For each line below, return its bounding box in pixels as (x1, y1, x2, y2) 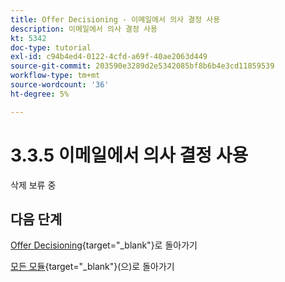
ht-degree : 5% (10, 89, 70, 99)
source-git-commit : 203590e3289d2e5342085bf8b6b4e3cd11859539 (10, 61, 275, 71)
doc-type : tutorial (10, 42, 92, 53)
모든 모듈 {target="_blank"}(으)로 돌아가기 (10, 261, 175, 273)
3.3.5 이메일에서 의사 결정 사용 (10, 144, 249, 166)
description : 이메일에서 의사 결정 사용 (10, 24, 158, 34)
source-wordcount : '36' (10, 80, 110, 90)
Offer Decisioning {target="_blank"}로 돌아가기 (10, 239, 198, 251)
